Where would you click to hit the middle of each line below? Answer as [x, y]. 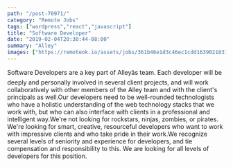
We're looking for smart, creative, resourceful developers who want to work [115, 126]
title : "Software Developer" [49, 33]
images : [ [21, 53]
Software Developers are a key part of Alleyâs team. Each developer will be [115, 72]
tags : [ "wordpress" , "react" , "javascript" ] [69, 26]
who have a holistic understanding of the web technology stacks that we [111, 104]
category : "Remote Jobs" [43, 20]
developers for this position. [47, 156]
